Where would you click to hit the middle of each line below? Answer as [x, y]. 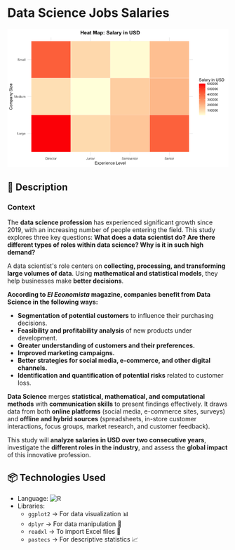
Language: [33, 498]
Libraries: [31, 506]
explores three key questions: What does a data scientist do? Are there [111, 237]
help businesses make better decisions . [66, 281]
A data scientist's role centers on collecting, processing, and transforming [116, 266]
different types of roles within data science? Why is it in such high [106, 245]
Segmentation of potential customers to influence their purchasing [115, 315]
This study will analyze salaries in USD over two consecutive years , [107, 440]
